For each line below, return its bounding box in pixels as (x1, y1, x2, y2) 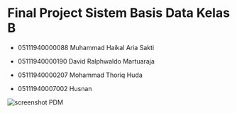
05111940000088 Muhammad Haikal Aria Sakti (17, 43, 155, 52)
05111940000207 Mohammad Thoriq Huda (17, 71, 143, 79)
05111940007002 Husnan (17, 84, 92, 93)
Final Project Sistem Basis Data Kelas (7, 5, 231, 21)
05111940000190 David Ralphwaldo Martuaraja (17, 56, 155, 65)
